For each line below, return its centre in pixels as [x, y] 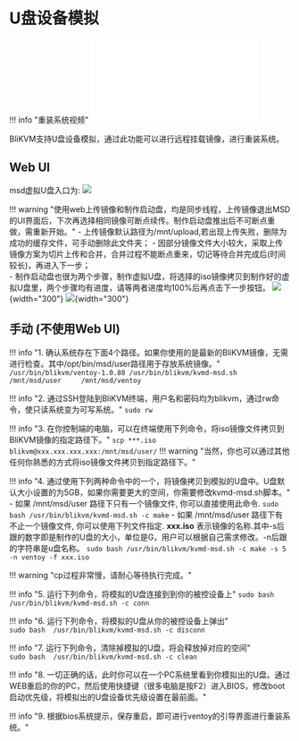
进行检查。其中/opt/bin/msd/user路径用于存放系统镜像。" [115, 363]
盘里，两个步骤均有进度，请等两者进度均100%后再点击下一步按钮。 [146, 287]
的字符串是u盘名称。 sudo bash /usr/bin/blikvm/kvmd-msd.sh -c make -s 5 [148, 548]
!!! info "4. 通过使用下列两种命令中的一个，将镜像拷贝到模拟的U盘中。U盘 [143, 481]
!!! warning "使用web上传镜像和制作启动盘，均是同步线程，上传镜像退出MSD [150, 209]
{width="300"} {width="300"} [69, 298]
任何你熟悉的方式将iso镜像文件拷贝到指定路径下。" [103, 462]
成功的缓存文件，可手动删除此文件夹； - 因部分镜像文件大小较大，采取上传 [146, 243]
